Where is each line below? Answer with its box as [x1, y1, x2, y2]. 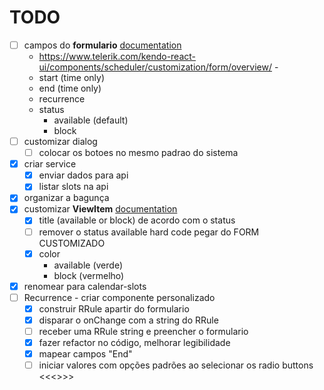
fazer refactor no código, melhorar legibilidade [38, 336, 231, 348]
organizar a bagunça [23, 192, 110, 204]
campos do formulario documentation [23, 39, 182, 51]
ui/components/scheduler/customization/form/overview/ [38, 61, 273, 73]
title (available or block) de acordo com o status [38, 214, 236, 226]
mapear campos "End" [38, 348, 133, 360]
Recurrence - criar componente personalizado [23, 291, 216, 303]
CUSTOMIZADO [38, 237, 106, 249]
